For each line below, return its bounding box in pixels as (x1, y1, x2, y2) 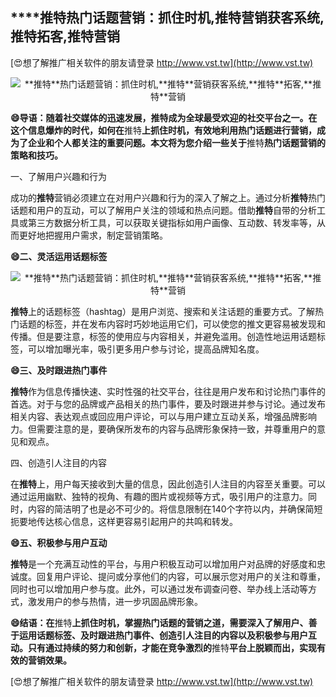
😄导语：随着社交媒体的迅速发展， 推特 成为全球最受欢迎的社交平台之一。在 (10, 111, 318, 123)
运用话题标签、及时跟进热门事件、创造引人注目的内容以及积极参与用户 (18, 629, 308, 641)
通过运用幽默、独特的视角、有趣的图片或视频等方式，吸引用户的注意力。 (10, 490, 308, 502)
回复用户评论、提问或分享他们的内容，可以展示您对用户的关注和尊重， (36, 570, 326, 582)
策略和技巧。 (10, 149, 63, 161)
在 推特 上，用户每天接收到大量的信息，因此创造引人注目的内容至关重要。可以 (10, 478, 326, 490)
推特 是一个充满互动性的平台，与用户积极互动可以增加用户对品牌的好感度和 (10, 558, 317, 570)
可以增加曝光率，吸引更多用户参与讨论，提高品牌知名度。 (27, 343, 265, 355)
